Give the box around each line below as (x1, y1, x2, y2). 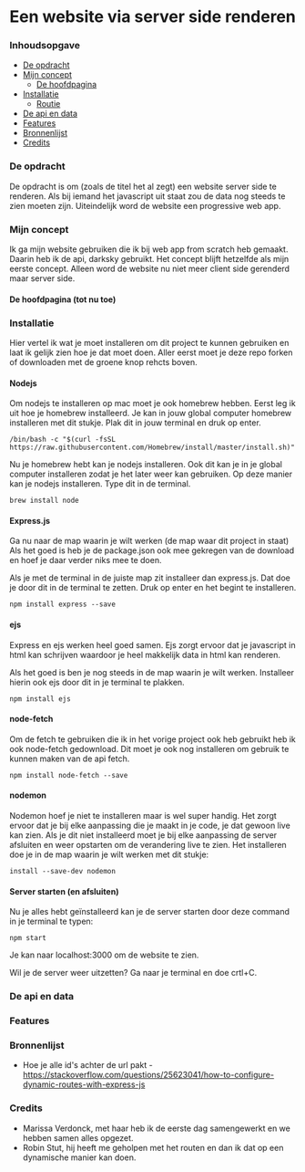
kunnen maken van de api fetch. (9, 753, 130, 764)
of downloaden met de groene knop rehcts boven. (9, 356, 198, 367)
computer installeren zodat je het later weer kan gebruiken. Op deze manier (9, 468, 293, 480)
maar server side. (9, 273, 76, 284)
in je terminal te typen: (9, 916, 94, 927)
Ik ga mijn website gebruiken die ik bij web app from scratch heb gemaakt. (9, 244, 289, 255)
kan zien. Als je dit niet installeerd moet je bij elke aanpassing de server (9, 829, 278, 841)
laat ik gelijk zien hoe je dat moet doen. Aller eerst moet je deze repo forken (9, 347, 293, 358)
